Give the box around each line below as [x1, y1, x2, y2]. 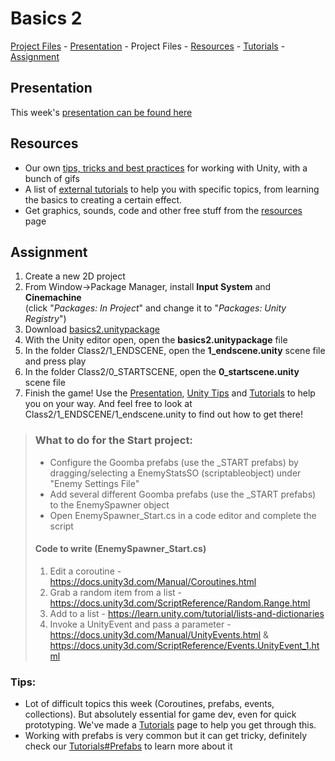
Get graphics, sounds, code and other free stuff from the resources [24, 204, 303, 216]
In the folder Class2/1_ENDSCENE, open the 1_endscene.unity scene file [24, 345, 326, 357]
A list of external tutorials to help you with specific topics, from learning [24, 183, 320, 195]
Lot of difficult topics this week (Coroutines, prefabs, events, [24, 698, 275, 710]
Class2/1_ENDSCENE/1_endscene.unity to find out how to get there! [24, 408, 304, 421]
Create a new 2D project [24, 270, 126, 282]
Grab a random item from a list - [49, 586, 182, 598]
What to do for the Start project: [34, 433, 193, 447]
